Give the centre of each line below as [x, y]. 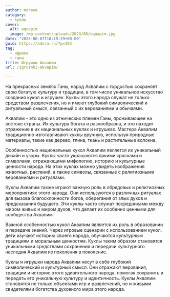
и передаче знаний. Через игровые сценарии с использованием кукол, [84, 230]
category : [16, 15]
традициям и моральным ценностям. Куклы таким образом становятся [84, 241]
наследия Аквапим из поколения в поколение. [56, 252]
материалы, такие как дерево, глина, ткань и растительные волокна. [81, 140]
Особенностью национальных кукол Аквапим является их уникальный [83, 150]
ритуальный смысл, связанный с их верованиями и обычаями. [74, 108]
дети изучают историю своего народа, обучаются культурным [74, 236]
